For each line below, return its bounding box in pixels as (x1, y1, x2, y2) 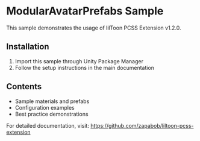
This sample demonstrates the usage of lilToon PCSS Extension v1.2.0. (6, 24, 182, 31)
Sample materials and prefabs (14, 98, 90, 105)
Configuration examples (14, 104, 75, 111)
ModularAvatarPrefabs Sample (6, 4, 164, 18)
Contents (6, 81, 42, 92)
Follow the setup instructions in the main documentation (14, 64, 155, 71)
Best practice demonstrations (14, 110, 89, 117)
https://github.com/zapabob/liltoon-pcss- (90, 122, 194, 129)
